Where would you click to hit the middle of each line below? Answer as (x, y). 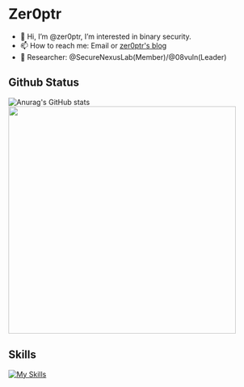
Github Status (44, 83)
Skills (22, 355)
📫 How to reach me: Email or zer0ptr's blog (93, 45)
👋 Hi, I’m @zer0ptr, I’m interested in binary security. (105, 36)
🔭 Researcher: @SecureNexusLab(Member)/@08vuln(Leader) (123, 57)
